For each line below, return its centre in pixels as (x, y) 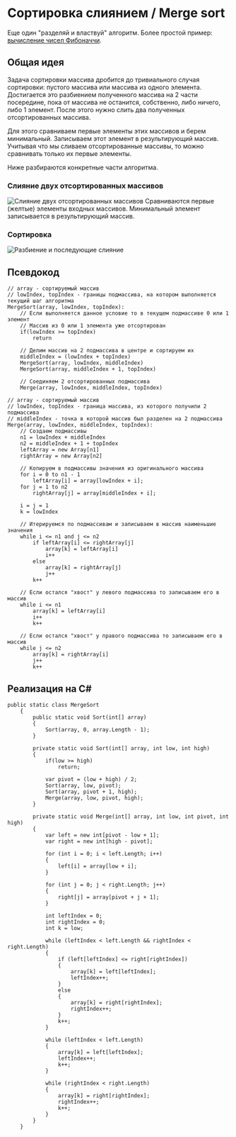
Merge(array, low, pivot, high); (94, 798)
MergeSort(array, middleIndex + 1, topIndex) (88, 369)
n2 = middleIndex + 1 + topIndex (69, 444)
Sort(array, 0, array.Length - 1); (98, 729)
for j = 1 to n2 (44, 487)
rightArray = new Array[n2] (61, 456)
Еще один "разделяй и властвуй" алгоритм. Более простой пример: (110, 33)
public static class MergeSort (53, 705)
